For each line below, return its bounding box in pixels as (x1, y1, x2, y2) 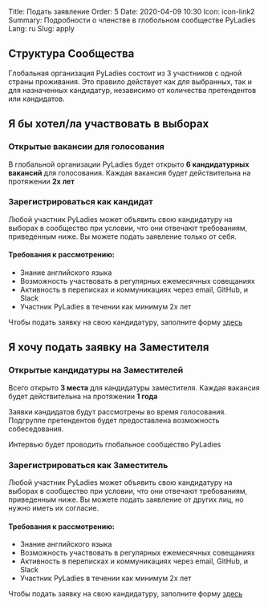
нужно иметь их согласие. (8, 503, 99, 512)
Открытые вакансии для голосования (8, 141, 164, 152)
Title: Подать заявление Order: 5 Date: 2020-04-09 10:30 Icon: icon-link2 (8, 7, 255, 16)
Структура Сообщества (8, 47, 135, 61)
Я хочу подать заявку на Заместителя (8, 341, 209, 354)
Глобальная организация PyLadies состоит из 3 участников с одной (8, 68, 242, 78)
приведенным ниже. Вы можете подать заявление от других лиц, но (8, 495, 244, 504)
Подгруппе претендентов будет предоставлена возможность (8, 415, 220, 425)
